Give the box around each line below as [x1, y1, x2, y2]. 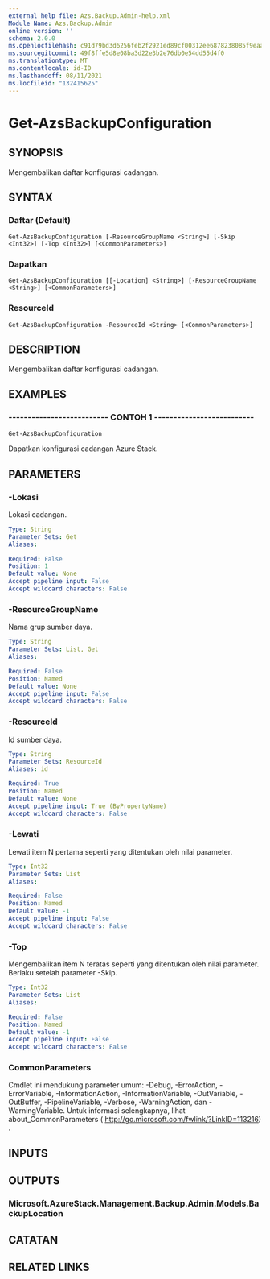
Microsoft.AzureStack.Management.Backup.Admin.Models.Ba [8, 1198, 260, 1209]
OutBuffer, [8, 1097, 43, 1107]
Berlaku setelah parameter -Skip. [8, 968, 118, 978]
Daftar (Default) [8, 214, 71, 226]
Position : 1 [8, 562, 48, 570]
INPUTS [8, 1146, 48, 1160]
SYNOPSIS [8, 146, 63, 159]
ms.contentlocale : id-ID [8, 64, 92, 72]
